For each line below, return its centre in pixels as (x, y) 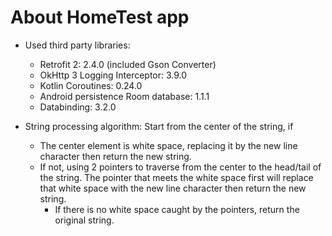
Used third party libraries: (77, 45)
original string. (84, 220)
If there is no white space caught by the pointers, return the (177, 209)
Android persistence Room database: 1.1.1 (124, 96)
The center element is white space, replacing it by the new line (168, 145)
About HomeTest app (100, 17)
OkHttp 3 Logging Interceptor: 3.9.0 (113, 75)
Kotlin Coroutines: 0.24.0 (91, 85)
